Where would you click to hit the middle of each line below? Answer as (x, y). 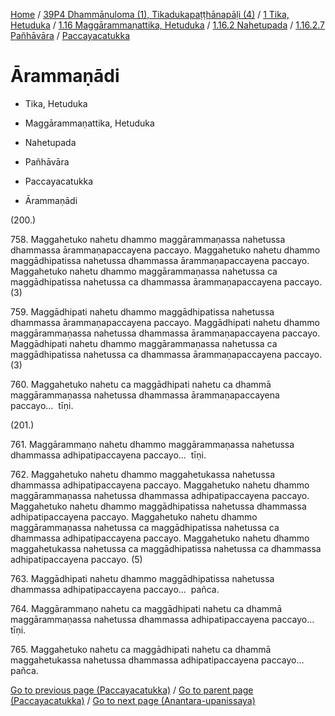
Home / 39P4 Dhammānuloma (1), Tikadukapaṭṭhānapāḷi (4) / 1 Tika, (150, 14)
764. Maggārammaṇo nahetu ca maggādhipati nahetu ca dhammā (146, 608)
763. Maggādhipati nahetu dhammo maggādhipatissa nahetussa (142, 578)
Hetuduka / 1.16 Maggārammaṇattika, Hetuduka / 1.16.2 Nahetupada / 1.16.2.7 (167, 25)
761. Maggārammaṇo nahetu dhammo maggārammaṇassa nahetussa (152, 444)
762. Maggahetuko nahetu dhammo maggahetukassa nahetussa (143, 474)
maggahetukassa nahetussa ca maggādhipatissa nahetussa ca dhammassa (166, 548)
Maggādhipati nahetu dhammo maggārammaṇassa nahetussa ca (144, 343)
